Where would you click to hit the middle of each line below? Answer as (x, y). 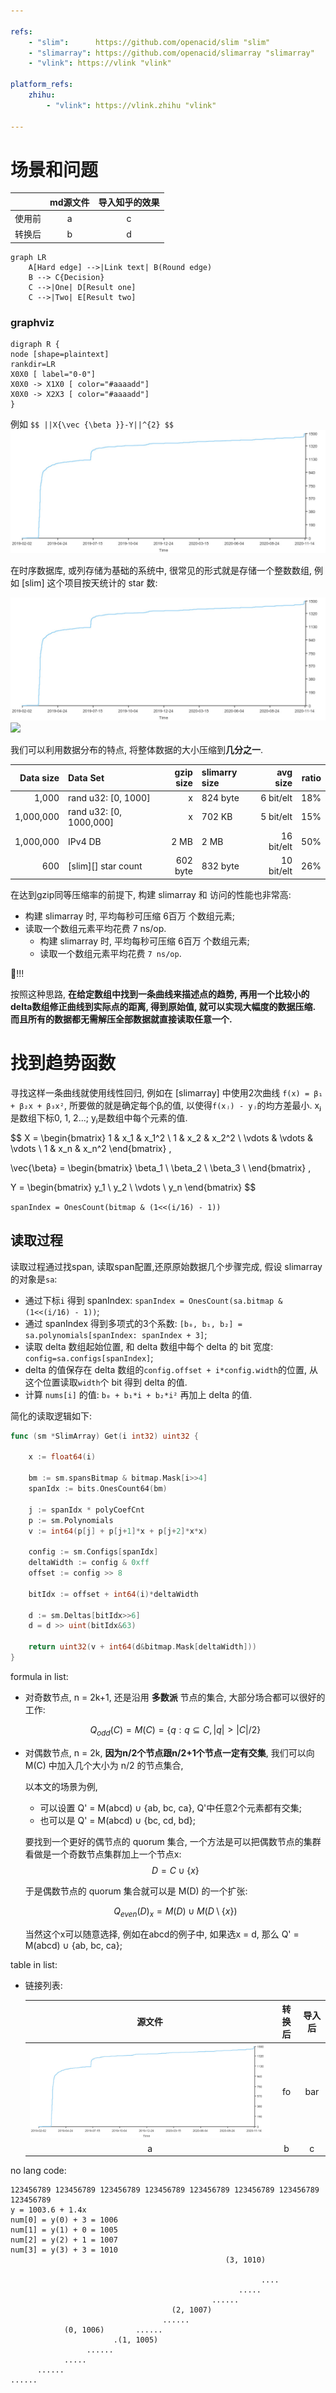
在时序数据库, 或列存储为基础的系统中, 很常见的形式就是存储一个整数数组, (161, 571)
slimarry (219, 772)
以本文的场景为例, (61, 1786)
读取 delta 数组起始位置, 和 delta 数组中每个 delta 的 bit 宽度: (149, 1346)
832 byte (220, 866)
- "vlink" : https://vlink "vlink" (100, 63)
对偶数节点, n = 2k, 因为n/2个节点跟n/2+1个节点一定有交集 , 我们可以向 (169, 1752)
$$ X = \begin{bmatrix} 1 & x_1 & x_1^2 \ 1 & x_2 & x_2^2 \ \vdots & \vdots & (162, 1137)
